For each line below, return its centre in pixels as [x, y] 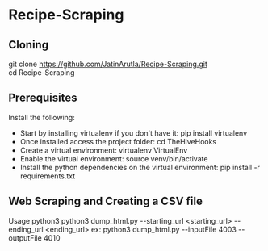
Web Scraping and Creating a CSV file [106, 201]
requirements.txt [48, 176]
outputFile [25, 238]
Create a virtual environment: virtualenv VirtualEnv [104, 150]
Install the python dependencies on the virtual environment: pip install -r [140, 167]
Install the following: [42, 117]
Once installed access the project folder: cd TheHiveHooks [118, 141]
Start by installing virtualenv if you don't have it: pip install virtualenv [134, 133]
